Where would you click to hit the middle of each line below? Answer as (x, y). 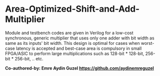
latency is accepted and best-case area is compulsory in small (79, 48)
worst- (148, 43)
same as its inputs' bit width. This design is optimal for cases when (73, 43)
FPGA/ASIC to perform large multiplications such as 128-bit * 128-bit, (75, 53)
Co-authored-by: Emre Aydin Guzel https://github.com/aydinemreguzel (80, 68)
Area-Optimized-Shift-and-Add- (72, 9)
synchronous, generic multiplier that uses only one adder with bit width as (80, 38)
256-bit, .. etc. (29, 58)
